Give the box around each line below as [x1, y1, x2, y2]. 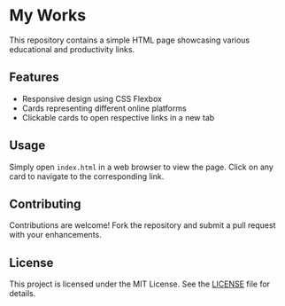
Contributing [9, 196, 81, 211]
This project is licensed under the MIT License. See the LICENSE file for [9, 279, 271, 289]
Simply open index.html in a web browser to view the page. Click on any [9, 161, 274, 172]
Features [9, 70, 59, 85]
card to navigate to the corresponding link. [9, 170, 165, 182]
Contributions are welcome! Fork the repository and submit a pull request [9, 220, 276, 231]
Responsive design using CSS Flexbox [21, 93, 162, 104]
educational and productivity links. [9, 43, 135, 54]
